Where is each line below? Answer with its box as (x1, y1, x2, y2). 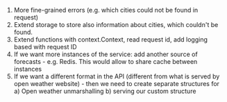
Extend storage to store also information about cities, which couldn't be (13, 21, 219, 28)
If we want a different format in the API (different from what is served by (13, 72, 220, 80)
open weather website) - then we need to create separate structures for (13, 80, 220, 87)
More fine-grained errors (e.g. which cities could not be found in (13, 6, 199, 14)
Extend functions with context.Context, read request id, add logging (13, 35, 208, 44)
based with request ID (13, 43, 78, 51)
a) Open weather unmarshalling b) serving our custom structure (13, 87, 196, 95)
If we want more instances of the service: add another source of (13, 50, 198, 58)
